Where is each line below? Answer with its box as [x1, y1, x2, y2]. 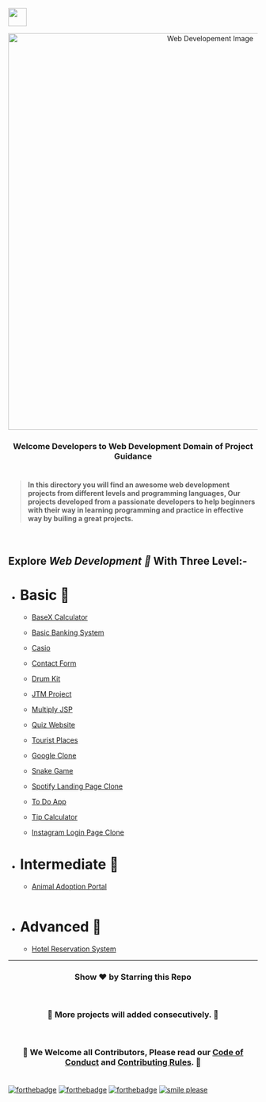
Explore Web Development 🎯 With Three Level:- [8, 555, 248, 568]
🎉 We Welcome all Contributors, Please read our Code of [22, 1047, 244, 1058]
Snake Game [31, 766, 74, 776]
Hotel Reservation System [31, 944, 116, 954]
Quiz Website [31, 720, 75, 730]
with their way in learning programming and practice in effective [27, 505, 244, 515]
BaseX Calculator [31, 612, 89, 622]
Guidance [113, 451, 153, 462]
